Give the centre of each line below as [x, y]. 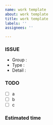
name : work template [26, 10]
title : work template [27, 19]
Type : [18, 65]
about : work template [27, 14]
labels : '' [16, 23]
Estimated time [23, 118]
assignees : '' [19, 28]
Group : [20, 60]
